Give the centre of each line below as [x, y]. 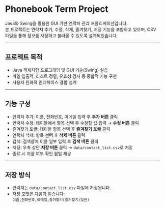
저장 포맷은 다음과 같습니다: [39, 194]
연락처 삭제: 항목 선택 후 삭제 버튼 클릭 [49, 135]
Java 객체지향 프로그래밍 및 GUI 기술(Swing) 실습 [60, 70]
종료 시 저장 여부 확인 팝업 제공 [41, 153]
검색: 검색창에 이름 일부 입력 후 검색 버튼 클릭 [55, 141]
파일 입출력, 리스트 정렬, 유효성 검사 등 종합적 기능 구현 [64, 76]
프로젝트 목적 [24, 57]
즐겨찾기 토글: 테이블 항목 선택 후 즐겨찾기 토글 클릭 [61, 129]
